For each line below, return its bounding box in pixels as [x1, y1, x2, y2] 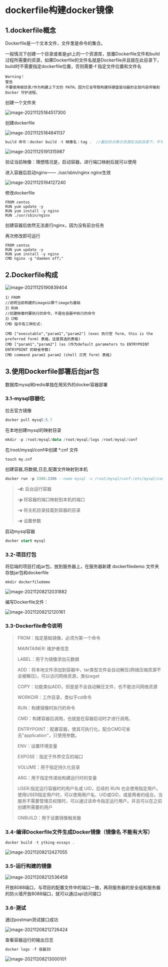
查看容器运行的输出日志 [5, 937, 53, 943]
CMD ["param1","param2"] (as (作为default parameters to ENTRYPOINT [5, 342, 149, 347]
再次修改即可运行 [5, 233, 40, 239]
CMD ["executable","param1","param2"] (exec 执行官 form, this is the [5, 331, 153, 336]
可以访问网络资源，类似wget [40, 673, 100, 679]
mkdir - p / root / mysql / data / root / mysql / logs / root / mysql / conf [5, 437, 137, 442]
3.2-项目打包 [5, 551, 36, 558]
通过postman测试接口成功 [5, 917, 58, 923]
